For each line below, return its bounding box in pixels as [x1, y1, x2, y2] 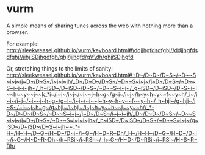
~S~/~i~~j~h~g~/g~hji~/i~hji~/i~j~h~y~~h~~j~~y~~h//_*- [6, 103, 154, 111]
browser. [6, 28, 29, 35]
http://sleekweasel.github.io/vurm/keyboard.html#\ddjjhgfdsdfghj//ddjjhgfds [6, 46, 198, 53]
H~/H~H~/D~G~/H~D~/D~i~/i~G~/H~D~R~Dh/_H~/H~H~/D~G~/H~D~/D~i [6, 129, 197, 137]
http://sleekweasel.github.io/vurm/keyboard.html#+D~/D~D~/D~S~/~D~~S [6, 71, 196, 78]
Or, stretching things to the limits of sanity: [6, 64, 113, 72]
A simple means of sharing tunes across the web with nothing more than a [6, 22, 193, 29]
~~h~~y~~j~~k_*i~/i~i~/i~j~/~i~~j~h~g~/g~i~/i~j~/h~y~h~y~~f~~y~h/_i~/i [6, 91, 198, 98]
